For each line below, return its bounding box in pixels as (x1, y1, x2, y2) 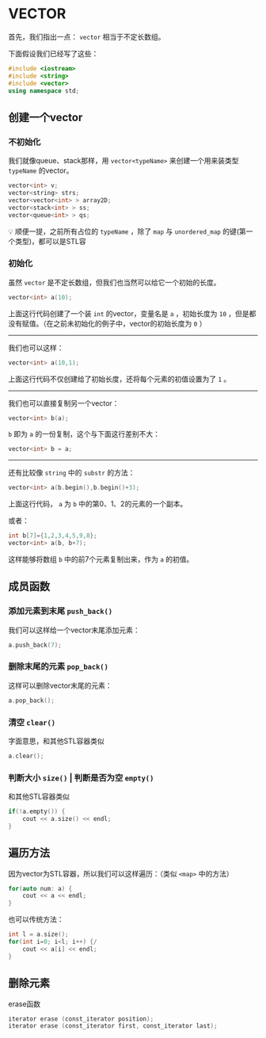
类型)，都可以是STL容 (14, 236, 86, 246)
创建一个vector (8, 110, 83, 124)
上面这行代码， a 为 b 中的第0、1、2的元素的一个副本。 (8, 499, 188, 509)
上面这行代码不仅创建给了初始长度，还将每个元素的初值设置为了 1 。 (8, 374, 231, 384)
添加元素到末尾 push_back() (8, 605, 113, 616)
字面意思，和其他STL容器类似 (8, 736, 104, 746)
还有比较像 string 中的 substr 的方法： (8, 468, 135, 478)
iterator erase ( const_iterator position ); (8, 1015, 154, 1023)
